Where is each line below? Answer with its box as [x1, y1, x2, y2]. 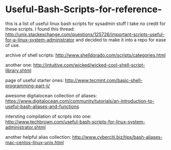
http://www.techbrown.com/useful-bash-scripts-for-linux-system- [5, 118, 145, 124]
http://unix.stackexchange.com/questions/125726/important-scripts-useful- [5, 31, 165, 37]
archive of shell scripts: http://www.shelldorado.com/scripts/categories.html [5, 52, 166, 58]
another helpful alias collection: [5, 134, 71, 140]
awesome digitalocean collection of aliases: [5, 92, 97, 98]
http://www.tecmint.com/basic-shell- [64, 77, 143, 83]
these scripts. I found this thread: [5, 26, 75, 32]
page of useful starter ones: [5, 77, 64, 83]
